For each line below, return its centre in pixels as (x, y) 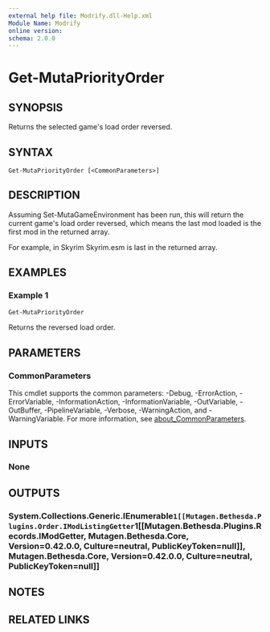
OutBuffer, (25, 410)
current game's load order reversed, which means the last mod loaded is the (135, 223)
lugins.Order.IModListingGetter (72, 526)
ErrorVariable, (31, 402)
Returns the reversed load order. (62, 327)
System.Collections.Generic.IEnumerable (91, 515)
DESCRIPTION (44, 195)
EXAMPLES (37, 273)
